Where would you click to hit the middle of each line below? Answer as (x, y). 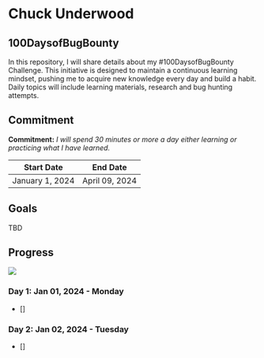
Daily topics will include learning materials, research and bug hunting (121, 87)
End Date (110, 167)
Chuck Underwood (71, 14)
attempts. (24, 95)
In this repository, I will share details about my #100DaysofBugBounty (121, 62)
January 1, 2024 (43, 180)
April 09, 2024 (109, 180)
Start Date (43, 167)
